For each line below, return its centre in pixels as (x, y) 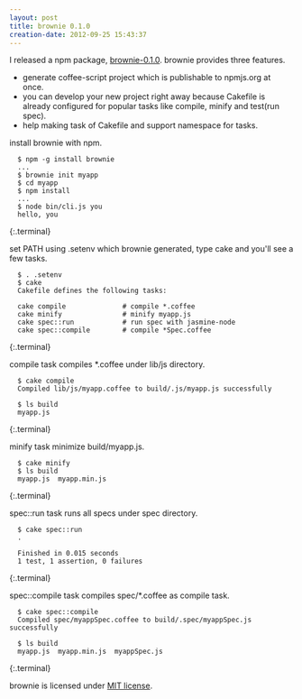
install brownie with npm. (56, 143)
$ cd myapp (38, 183)
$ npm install (44, 191)
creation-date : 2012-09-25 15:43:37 (78, 34)
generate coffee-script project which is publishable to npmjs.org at (146, 78)
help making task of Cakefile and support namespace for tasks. (140, 125)
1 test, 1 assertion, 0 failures (80, 561)
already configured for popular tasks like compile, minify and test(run (151, 106)
